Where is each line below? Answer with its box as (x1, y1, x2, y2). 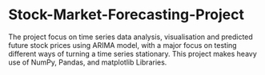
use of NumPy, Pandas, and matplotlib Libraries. (8, 57, 167, 67)
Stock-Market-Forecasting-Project (8, 6, 245, 24)
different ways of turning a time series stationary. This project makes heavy (8, 49, 258, 58)
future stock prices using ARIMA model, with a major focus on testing (8, 40, 238, 49)
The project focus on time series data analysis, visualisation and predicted (8, 32, 254, 41)
